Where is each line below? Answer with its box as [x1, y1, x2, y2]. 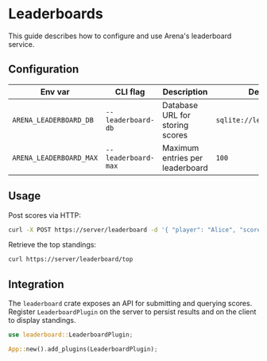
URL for [162, 109, 191, 120]
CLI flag [114, 86, 145, 97]
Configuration [8, 63, 79, 76]
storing [162, 119, 189, 130]
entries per [162, 152, 203, 163]
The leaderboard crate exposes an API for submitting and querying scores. [8, 299, 253, 309]
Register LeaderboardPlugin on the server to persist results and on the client [8, 307, 257, 316]
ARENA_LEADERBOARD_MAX [12, 153, 98, 162]
